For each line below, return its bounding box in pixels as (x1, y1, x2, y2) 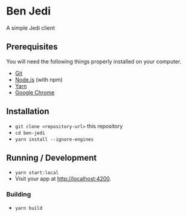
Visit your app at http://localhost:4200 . (14, 175, 112, 183)
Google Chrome (14, 89, 55, 96)
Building (6, 190, 31, 199)
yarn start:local (14, 170, 59, 176)
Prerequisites (6, 42, 58, 52)
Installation (6, 106, 49, 117)
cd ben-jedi (14, 130, 45, 136)
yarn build (14, 205, 43, 211)
